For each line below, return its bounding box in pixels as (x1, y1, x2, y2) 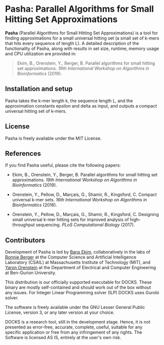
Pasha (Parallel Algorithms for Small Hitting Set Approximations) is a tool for (5, 30, 158, 36)
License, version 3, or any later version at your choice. (5, 309, 115, 316)
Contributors (5, 236, 46, 244)
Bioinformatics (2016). (12, 202, 57, 208)
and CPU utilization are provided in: (5, 50, 77, 57)
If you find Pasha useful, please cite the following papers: (5, 162, 121, 168)
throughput (12, 222, 35, 228)
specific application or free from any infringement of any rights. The (5, 329, 142, 335)
